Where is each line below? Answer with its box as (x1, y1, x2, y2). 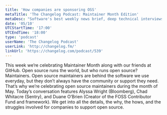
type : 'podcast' (5, 35, 39, 40)
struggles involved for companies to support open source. (5, 104, 124, 110)
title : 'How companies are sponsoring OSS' (5, 7, 97, 12)
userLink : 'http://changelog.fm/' (5, 44, 77, 49)
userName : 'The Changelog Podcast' (5, 39, 79, 44)
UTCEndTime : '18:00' (5, 30, 48, 35)
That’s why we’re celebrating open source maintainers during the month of (5, 83, 158, 89)
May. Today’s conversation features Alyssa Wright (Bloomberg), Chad (5, 88, 148, 94)
